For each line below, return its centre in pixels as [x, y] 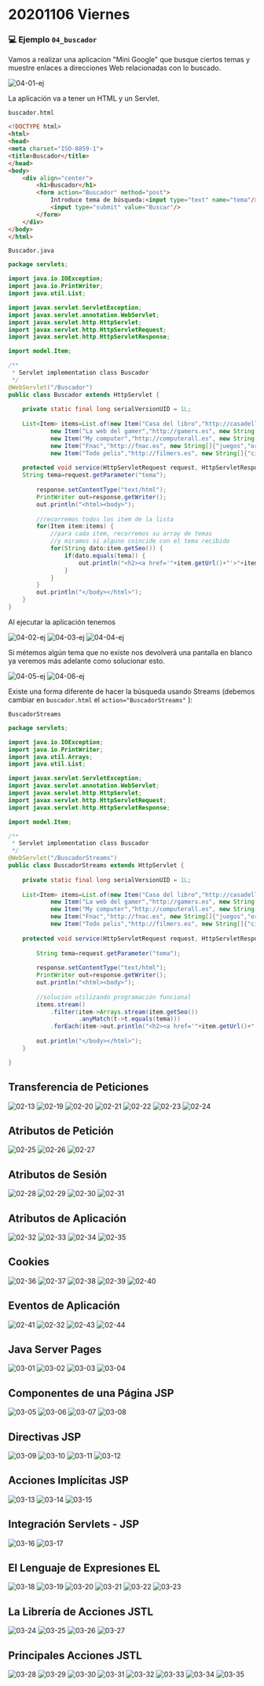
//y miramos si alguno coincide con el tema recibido [140, 541]
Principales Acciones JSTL [75, 1655]
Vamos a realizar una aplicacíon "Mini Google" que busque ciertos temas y [129, 60]
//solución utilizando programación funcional [114, 997]
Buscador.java [31, 251]
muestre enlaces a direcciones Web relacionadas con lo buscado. [115, 68]
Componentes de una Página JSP [91, 1393]
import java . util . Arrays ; [50, 757]
